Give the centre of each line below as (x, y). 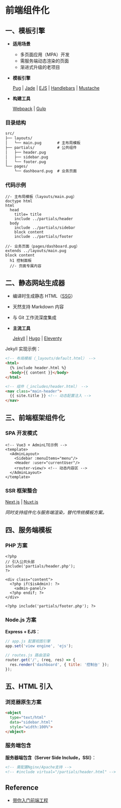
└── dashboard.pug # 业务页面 (46, 171)
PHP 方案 (16, 546)
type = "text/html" (28, 717)
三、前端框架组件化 (35, 417)
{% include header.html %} (38, 368)
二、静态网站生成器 (35, 283)
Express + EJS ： (23, 632)
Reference (22, 787)
